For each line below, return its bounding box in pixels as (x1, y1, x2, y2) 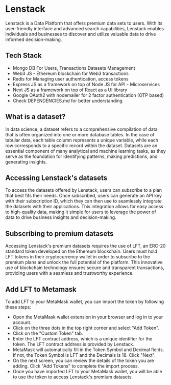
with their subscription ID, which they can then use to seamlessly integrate (5, 198, 162, 204)
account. (12, 319, 32, 326)
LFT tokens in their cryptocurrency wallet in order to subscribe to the (5, 254, 151, 260)
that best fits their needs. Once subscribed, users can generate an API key (5, 193, 162, 199)
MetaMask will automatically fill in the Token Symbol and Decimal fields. (12, 347, 164, 353)
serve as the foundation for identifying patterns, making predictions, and (5, 153, 158, 159)
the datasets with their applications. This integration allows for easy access (5, 204, 163, 210)
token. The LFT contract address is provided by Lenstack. (12, 341, 134, 347)
